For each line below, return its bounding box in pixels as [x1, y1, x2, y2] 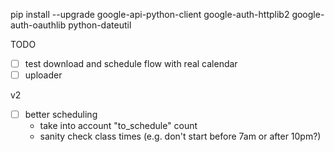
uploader [24, 69, 63, 81]
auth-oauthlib [10, 19, 67, 31]
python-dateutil [68, 19, 132, 31]
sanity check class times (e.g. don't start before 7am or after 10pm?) [39, 130, 322, 143]
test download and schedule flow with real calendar [24, 58, 238, 69]
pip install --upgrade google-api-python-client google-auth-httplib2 [10, 9, 290, 20]
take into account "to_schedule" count [39, 120, 198, 132]
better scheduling [24, 109, 98, 121]
